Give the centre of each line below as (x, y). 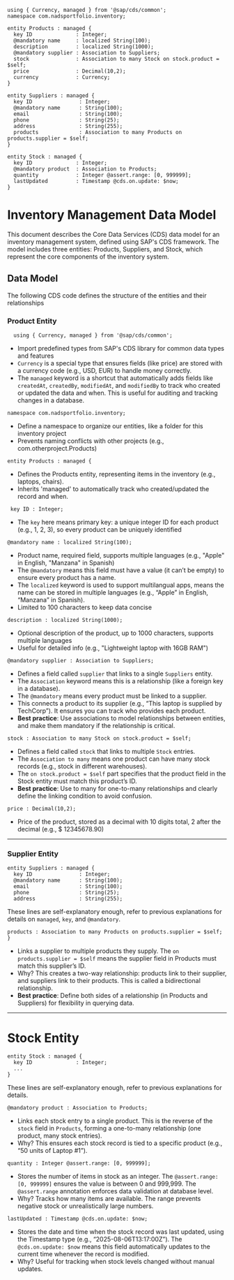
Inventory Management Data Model (112, 215)
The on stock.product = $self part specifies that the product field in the (122, 774)
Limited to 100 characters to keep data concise (84, 607)
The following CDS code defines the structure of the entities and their (107, 295)
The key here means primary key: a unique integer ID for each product (118, 522)
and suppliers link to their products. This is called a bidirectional (109, 981)
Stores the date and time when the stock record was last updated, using (120, 1232)
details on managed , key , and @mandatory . (64, 919)
